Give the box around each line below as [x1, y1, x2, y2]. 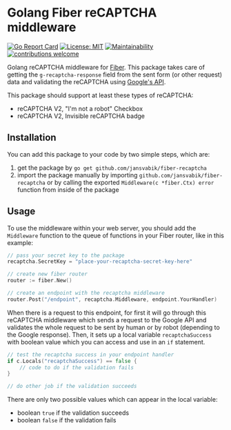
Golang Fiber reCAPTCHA [7, 5, 157, 21]
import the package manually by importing [17, 170, 138, 179]
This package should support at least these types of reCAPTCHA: [7, 91, 194, 99]
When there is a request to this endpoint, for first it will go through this [7, 309, 207, 317]
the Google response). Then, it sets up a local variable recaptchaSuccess [7, 330, 212, 339]
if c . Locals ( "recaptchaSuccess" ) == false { [7, 358, 137, 364]
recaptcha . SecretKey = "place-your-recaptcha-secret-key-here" [7, 258, 193, 265]
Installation [7, 132, 57, 144]
